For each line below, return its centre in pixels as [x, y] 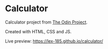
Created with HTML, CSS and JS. [38, 31]
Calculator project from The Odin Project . [46, 22]
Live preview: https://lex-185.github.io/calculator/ [54, 41]
